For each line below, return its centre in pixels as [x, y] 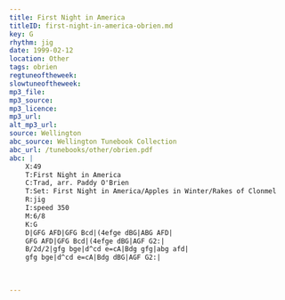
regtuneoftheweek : [43, 76]
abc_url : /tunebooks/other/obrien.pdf [81, 150]
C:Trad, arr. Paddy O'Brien [77, 183]
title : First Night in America [67, 17]
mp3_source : [31, 100]
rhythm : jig [31, 42]
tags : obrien [33, 68]
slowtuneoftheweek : [45, 84]
